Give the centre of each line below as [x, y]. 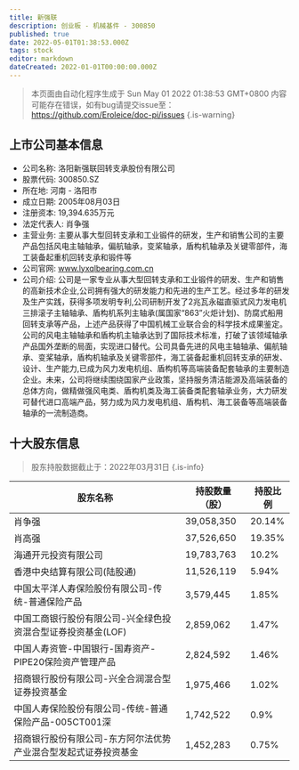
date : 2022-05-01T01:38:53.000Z [69, 42]
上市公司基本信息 [56, 145]
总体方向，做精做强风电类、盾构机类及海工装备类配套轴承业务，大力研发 [154, 390]
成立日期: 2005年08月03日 [71, 201]
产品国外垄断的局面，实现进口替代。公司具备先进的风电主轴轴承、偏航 [151, 346]
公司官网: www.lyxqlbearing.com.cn [88, 268]
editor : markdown [41, 59]
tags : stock [31, 51]
